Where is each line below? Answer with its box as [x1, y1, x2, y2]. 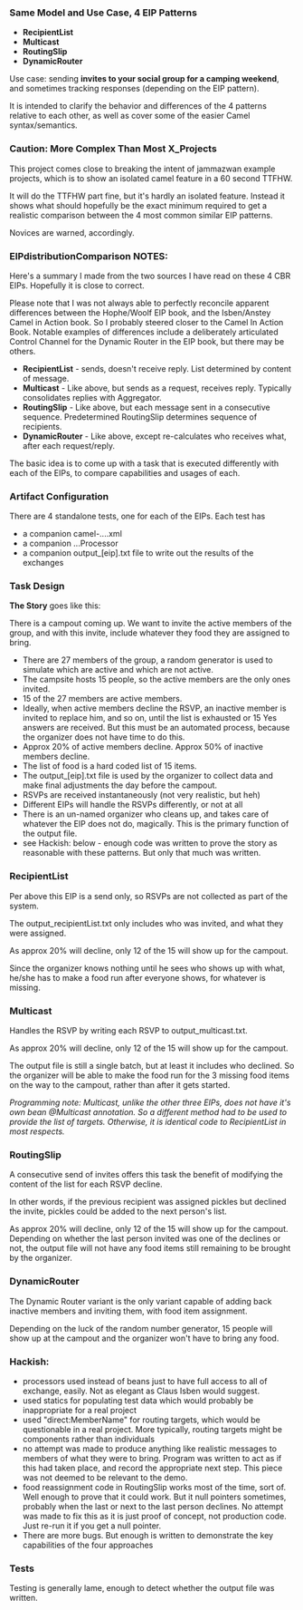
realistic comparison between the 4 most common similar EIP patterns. [9, 209, 273, 220]
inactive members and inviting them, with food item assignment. [9, 1305, 248, 1316]
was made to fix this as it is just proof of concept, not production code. [22, 1510, 287, 1521]
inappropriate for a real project [22, 1404, 137, 1415]
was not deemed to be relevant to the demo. [22, 1471, 188, 1483]
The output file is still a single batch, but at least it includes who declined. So [9, 1061, 295, 1072]
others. [9, 345, 36, 356]
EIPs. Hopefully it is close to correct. [9, 279, 145, 291]
